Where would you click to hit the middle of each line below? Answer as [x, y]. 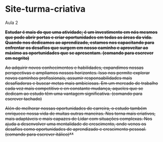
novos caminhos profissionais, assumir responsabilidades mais [69, 78]
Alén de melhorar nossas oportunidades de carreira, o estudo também [76, 108]
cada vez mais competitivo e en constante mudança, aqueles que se [74, 88]
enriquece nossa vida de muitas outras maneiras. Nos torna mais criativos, [80, 113]
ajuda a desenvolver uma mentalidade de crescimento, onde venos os [76, 124]
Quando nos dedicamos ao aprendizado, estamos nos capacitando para [80, 42]
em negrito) [17, 58]
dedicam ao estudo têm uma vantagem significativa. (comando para [74, 94]
